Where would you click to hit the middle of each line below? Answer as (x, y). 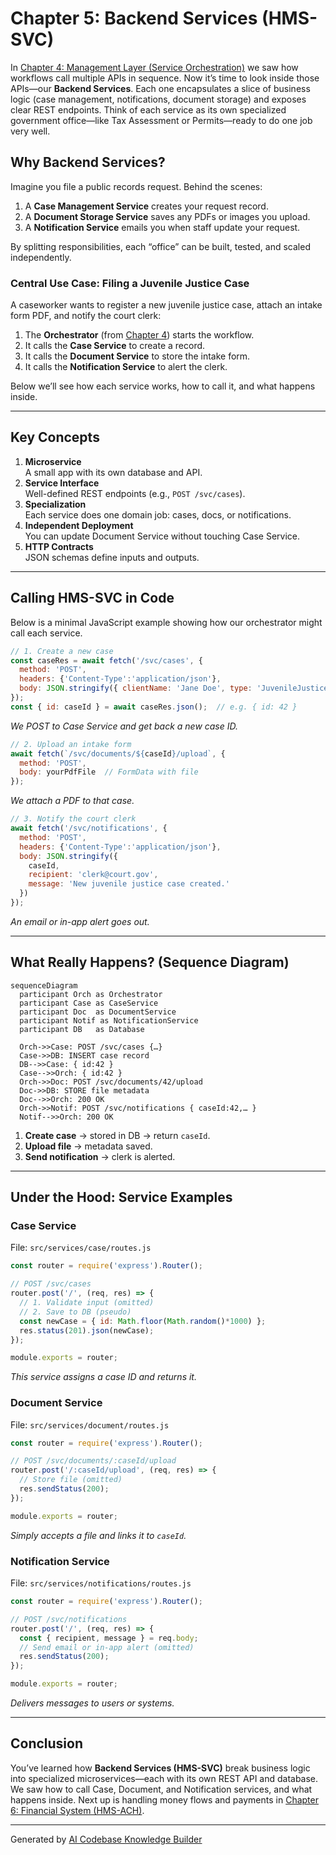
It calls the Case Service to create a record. (115, 346)
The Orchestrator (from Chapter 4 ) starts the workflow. (139, 335)
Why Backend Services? (88, 162)
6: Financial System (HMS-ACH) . (77, 1810)
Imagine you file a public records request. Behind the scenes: (136, 186)
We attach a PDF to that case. (72, 801)
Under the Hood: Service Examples (121, 1197)
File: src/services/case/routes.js (81, 1248)
